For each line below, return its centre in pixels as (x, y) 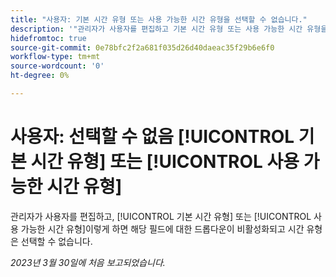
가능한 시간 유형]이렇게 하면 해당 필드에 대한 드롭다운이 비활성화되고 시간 (162, 228)
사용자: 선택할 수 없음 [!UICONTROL (152, 137)
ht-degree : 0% (40, 76)
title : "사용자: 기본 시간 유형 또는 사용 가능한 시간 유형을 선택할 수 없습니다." (159, 19)
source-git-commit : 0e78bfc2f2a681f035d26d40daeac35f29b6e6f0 (142, 47)
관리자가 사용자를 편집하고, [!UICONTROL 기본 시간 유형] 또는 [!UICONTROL (161, 216)
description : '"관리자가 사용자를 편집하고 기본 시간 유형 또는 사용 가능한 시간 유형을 (169, 29)
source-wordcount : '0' (57, 66)
